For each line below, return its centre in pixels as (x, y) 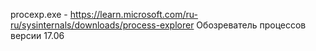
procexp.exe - (39, 14)
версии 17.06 (37, 35)
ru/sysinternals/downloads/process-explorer (102, 25)
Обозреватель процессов (251, 25)
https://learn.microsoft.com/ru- (133, 14)
